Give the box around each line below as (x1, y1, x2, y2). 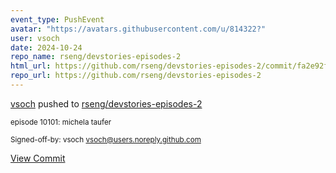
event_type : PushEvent (10, 14, 105, 25)
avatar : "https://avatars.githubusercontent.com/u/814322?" (10, 24, 267, 34)
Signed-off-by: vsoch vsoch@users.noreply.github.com (10, 134, 202, 145)
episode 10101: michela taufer (10, 117, 112, 127)
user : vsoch (10, 33, 60, 43)
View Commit (10, 152, 66, 164)
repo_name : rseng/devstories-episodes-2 (10, 52, 182, 62)
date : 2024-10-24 (10, 42, 83, 53)
